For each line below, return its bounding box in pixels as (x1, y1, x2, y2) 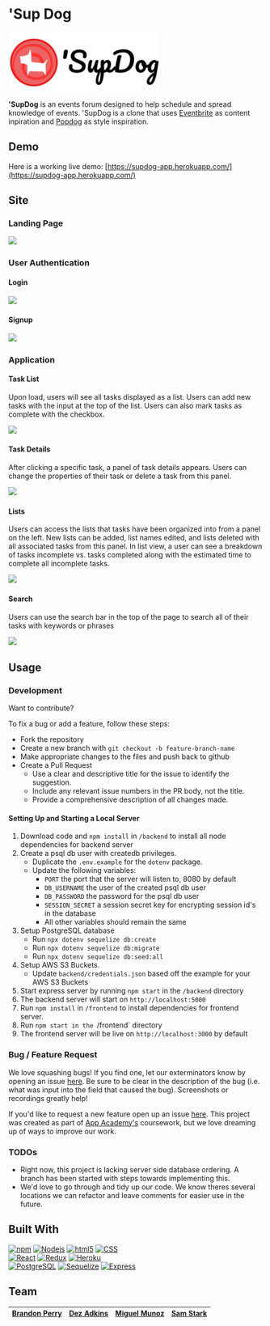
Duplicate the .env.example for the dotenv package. (32, 857, 203, 866)
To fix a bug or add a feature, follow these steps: (8, 719, 170, 729)
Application (8, 354, 55, 365)
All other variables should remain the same (44, 917, 187, 927)
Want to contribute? (8, 703, 74, 713)
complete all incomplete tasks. (8, 559, 110, 569)
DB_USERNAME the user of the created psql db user (44, 883, 206, 892)
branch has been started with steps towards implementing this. (19, 1173, 230, 1183)
